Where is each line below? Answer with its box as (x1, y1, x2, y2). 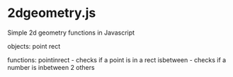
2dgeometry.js (7, 5, 96, 21)
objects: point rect (7, 42, 61, 50)
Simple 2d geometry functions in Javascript (7, 28, 135, 37)
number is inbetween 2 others (7, 63, 95, 71)
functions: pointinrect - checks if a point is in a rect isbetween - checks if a (7, 55, 227, 64)
